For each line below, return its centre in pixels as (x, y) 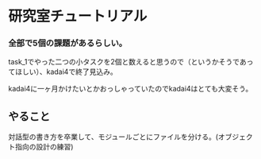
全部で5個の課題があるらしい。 (68, 43)
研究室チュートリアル (78, 16)
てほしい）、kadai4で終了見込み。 (63, 72)
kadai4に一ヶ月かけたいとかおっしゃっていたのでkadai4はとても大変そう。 (130, 89)
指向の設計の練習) (44, 147)
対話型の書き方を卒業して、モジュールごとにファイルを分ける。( (113, 137)
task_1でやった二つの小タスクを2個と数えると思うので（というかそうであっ (131, 62)
